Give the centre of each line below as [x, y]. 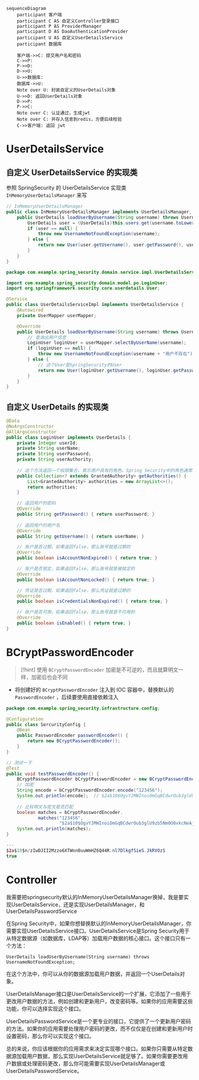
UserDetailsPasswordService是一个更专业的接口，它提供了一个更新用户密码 [99, 1021]
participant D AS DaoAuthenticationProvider [73, 31]
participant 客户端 [39, 15]
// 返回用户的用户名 [38, 525]
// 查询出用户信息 [47, 337]
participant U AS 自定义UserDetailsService [70, 38]
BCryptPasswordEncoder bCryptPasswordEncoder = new [82, 779]
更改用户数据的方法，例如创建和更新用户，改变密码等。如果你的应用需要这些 [99, 1001]
